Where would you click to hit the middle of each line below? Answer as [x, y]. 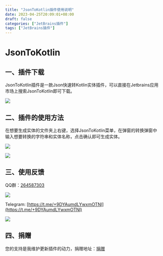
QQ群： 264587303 [25, 185]
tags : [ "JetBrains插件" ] [30, 28]
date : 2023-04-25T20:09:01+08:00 [40, 14]
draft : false [19, 19]
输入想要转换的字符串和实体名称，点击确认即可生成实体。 [64, 136]
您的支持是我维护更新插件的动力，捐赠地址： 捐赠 [55, 249]
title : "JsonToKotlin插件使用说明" [40, 10]
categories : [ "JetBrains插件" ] [37, 24]
